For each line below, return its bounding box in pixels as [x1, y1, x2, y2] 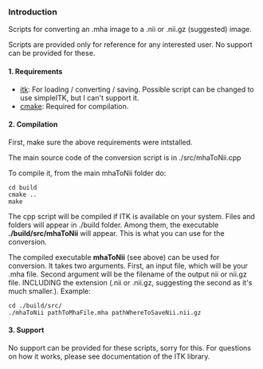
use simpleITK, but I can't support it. [19, 92, 139, 102]
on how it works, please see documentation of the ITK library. [8, 351, 210, 361]
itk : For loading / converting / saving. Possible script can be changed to [19, 84, 254, 94]
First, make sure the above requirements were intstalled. [8, 137, 193, 147]
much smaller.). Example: [8, 286, 92, 296]
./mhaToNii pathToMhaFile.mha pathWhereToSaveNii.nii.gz [8, 308, 202, 316]
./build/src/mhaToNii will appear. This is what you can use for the [8, 228, 225, 237]
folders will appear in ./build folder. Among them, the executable [8, 220, 219, 230]
